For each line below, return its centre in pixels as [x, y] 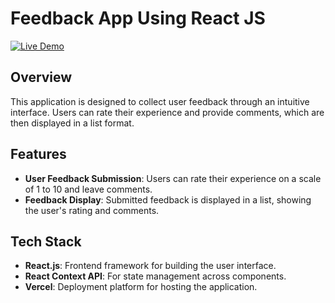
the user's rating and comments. [92, 210]
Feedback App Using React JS [138, 18]
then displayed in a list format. [72, 123]
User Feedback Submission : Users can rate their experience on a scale [173, 178]
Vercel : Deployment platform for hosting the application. [141, 287]
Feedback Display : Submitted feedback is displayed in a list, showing [168, 199]
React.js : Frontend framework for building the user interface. [150, 266]
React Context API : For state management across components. [155, 276]
